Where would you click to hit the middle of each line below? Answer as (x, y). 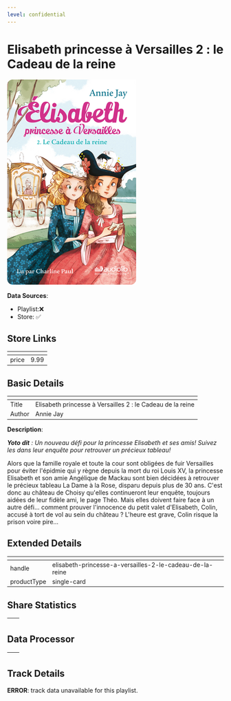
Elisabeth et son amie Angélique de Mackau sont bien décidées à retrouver (113, 477)
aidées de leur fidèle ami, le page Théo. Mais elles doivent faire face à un (111, 499)
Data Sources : (28, 295)
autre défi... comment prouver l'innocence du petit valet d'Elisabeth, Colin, (112, 507)
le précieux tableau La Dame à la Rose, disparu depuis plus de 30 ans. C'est (115, 485)
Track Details (36, 674)
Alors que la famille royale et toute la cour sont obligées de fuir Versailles (110, 463)
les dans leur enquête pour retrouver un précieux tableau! (89, 450)
